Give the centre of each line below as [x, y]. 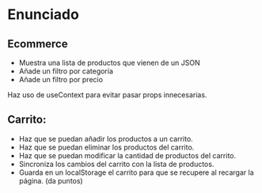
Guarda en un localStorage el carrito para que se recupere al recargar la [136, 172]
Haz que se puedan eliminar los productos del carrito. [106, 147]
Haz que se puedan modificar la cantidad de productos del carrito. [127, 155]
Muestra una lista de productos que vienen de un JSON [109, 62]
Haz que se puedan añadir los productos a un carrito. [106, 138]
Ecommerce [38, 44]
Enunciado [44, 15]
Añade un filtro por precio [61, 79]
